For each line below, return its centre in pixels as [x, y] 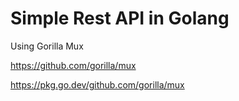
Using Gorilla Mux [47, 46]
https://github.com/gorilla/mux [73, 65]
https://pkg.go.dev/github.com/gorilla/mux [97, 84]
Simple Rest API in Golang [120, 18]
